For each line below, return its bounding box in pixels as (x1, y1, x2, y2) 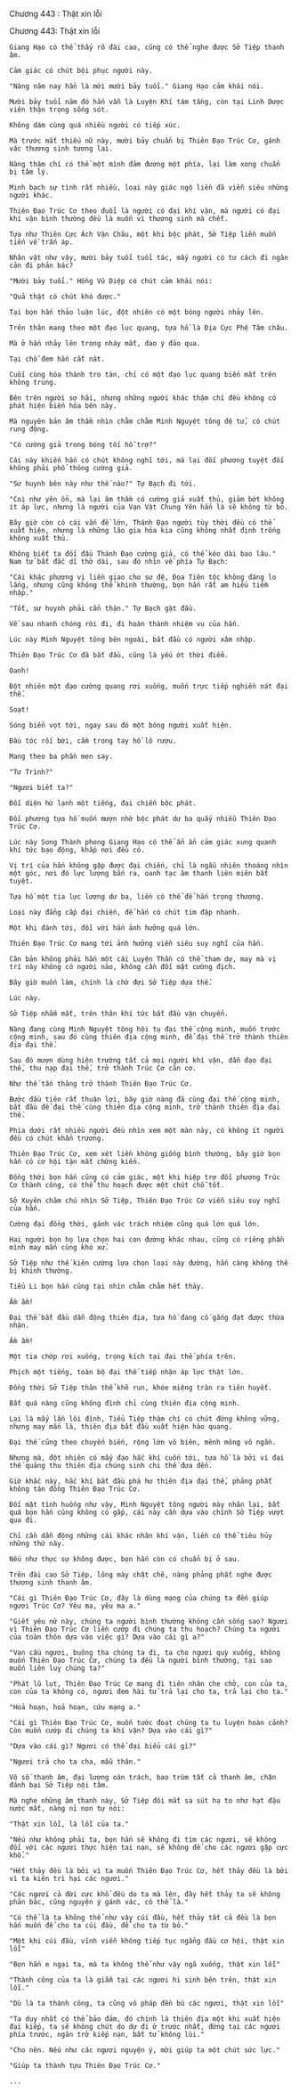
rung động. (9, 425, 50, 434)
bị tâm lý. (9, 167, 50, 176)
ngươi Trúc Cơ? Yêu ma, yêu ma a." (9, 1601, 141, 1610)
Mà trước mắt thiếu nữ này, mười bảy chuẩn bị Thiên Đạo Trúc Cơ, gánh (9, 136, 280, 145)
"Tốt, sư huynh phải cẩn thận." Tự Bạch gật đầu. (9, 604, 198, 613)
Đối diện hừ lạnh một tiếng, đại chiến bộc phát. (9, 799, 198, 808)
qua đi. (9, 1516, 38, 1525)
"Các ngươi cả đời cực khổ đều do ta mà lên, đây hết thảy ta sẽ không (9, 1890, 280, 1899)
